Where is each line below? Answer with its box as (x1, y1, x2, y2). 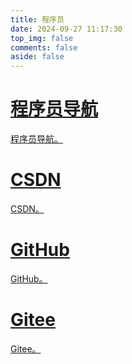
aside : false (10, 52, 65, 62)
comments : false (10, 42, 78, 53)
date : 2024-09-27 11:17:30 (10, 24, 123, 34)
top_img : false (10, 33, 74, 43)
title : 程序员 (10, 14, 65, 25)
